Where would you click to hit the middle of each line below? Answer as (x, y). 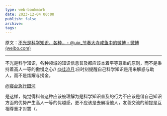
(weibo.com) (18, 48)
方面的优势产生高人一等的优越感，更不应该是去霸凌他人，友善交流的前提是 (81, 103)
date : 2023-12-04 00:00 (30, 14)
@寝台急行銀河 (20, 86)
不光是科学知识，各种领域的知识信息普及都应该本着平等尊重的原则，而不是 (81, 63)
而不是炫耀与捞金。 (33, 76)
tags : (11, 28)
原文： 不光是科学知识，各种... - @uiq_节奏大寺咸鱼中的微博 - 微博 (72, 43)
